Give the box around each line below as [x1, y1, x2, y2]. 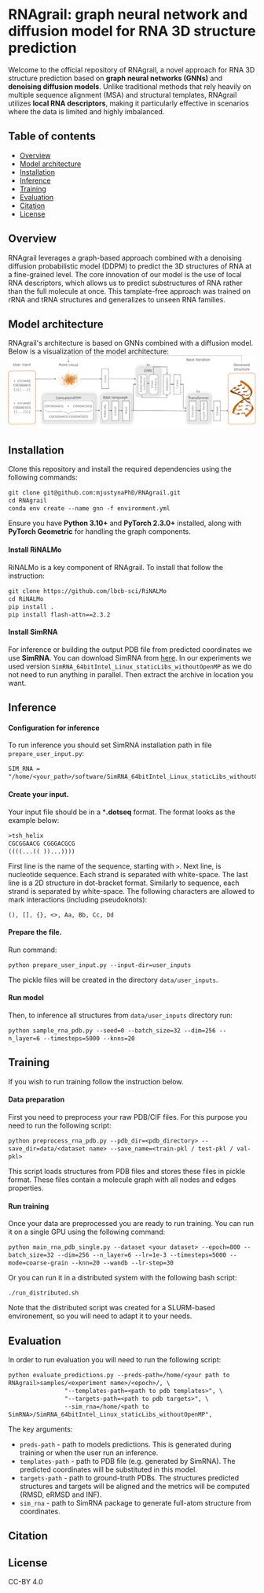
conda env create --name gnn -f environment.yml [8, 505, 170, 513]
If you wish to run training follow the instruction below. [8, 1076, 184, 1086]
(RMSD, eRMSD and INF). [19, 1490, 102, 1499]
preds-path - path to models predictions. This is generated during [19, 1439, 232, 1449]
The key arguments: [8, 1424, 73, 1434]
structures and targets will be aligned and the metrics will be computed [19, 1481, 250, 1491]
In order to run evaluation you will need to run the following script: [8, 1354, 222, 1364]
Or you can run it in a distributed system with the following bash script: [8, 1273, 237, 1283]
